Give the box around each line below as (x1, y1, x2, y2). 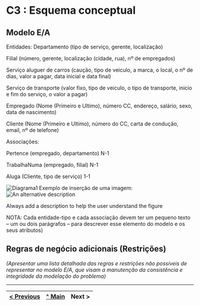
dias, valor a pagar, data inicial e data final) (6, 73, 111, 79)
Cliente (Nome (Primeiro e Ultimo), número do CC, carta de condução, (6, 120, 179, 127)
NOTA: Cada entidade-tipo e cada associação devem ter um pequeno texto (6, 214, 190, 221)
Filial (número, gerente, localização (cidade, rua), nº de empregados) (6, 55, 176, 62)
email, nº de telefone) (6, 127, 60, 133)
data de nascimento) (6, 109, 57, 115)
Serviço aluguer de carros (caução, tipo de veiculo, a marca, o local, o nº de (6, 66, 193, 74)
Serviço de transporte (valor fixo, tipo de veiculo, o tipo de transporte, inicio (6, 84, 192, 91)
